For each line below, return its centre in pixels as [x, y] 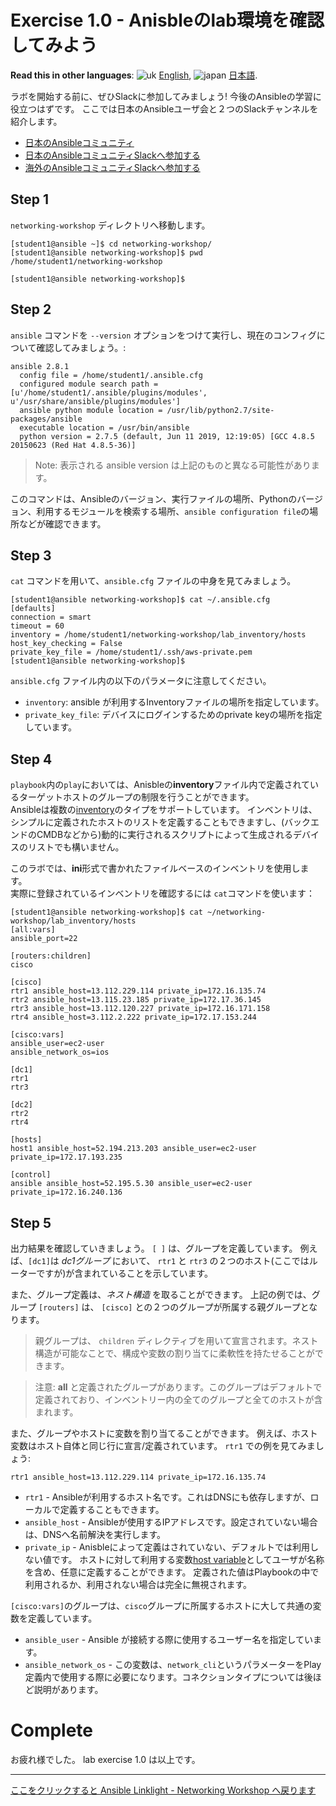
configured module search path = [89, 384]
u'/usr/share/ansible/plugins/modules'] [96, 401]
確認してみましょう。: [81, 347]
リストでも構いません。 [76, 847]
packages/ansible [46, 419]
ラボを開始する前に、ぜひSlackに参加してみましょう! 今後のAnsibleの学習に [166, 96]
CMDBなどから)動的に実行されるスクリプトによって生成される [165, 835]
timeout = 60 [37, 626]
